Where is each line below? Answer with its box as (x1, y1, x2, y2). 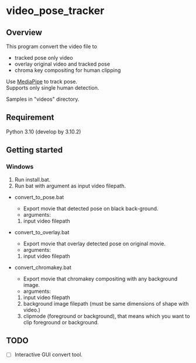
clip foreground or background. (23, 319, 99, 326)
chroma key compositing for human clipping (14, 67, 121, 74)
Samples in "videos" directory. (6, 95, 80, 102)
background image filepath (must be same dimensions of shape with (23, 300, 189, 307)
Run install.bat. (14, 176, 51, 183)
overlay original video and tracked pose (14, 60, 110, 67)
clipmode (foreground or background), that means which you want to (23, 312, 190, 320)
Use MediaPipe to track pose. (6, 78, 78, 85)
